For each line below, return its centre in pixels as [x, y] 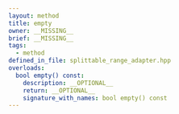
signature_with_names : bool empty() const [95, 98]
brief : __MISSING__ [41, 38]
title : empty [30, 23]
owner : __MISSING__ [41, 31]
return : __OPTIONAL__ [59, 90]
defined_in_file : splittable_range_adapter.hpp [90, 61]
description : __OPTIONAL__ [68, 83]
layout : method [34, 16]
